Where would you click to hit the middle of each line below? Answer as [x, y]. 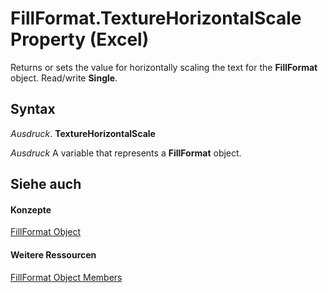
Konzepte [31, 209]
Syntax [33, 109]
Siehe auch [46, 184]
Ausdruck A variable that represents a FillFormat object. [126, 153]
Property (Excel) [80, 39]
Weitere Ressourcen [53, 254]
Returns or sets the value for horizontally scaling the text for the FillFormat [164, 67]
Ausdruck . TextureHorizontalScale [83, 133]
